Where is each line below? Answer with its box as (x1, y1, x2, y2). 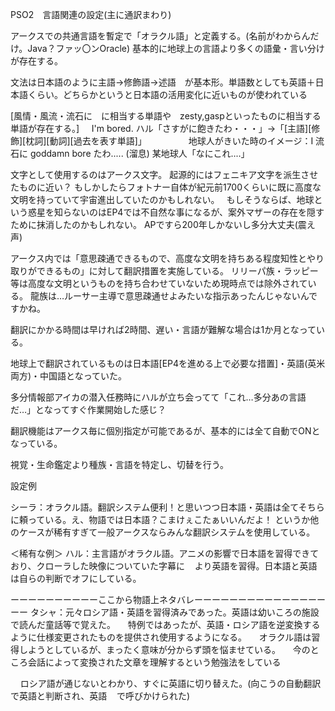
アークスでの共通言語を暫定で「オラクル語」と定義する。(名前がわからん (10, 30, 311, 42)
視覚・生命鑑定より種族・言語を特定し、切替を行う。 (10, 459, 229, 470)
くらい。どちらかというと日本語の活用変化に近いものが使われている (27, 89, 308, 100)
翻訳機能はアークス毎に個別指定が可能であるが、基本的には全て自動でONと (10, 425, 321, 437)
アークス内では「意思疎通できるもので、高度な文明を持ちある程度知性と (10, 253, 307, 264)
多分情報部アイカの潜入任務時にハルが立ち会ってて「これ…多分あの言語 (10, 391, 307, 403)
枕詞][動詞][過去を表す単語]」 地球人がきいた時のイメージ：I (25, 135, 314, 147)
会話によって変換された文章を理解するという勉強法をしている (27, 656, 282, 668)
